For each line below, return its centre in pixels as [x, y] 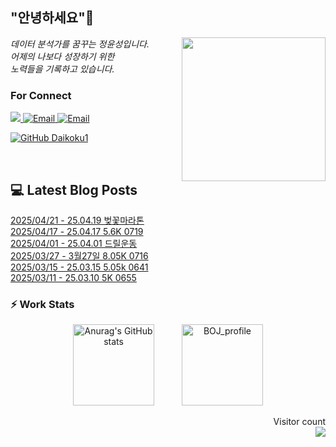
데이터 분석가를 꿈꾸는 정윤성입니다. [80, 44]
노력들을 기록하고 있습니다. [62, 69]
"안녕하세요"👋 [52, 18]
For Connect [41, 95]
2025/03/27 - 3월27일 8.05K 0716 [79, 255]
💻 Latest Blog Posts [74, 189]
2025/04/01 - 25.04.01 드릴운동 [74, 243]
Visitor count [299, 422]
